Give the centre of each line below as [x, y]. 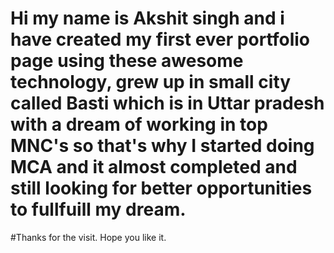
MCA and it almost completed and [154, 167]
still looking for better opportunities [161, 188]
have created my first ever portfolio [160, 39]
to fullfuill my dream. [98, 209]
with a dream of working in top [139, 124]
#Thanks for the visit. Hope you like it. [88, 237]
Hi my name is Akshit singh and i [147, 18]
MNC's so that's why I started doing [162, 146]
